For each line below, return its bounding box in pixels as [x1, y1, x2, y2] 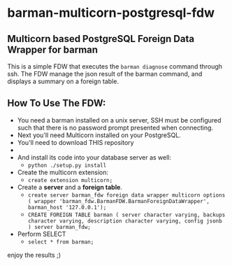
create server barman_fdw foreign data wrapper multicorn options [27, 191, 226, 199]
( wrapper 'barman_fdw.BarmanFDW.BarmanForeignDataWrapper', [27, 197, 210, 204]
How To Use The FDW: [7, 97, 106, 109]
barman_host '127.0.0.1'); [27, 204, 107, 211]
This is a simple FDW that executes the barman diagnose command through [7, 62, 222, 71]
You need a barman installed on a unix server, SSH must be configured [17, 115, 222, 124]
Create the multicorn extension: [17, 168, 109, 176]
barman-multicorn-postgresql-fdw [7, 5, 215, 21]
